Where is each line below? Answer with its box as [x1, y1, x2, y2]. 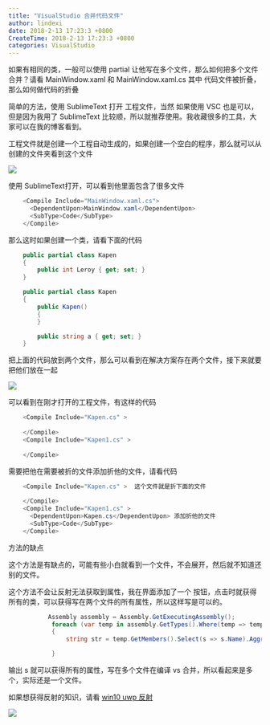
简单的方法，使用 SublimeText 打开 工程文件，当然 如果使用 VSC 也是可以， [8, 102, 259, 112]
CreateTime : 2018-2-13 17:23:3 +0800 [8, 34, 135, 43]
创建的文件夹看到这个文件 [8, 149, 93, 159]
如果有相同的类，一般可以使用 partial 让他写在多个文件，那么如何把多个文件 [8, 65, 259, 75]
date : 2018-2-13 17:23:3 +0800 [8, 26, 113, 35]
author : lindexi [8, 19, 63, 27]
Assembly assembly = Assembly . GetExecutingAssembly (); [47, 613, 235, 621]
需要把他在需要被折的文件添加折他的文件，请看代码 [8, 466, 178, 476]
